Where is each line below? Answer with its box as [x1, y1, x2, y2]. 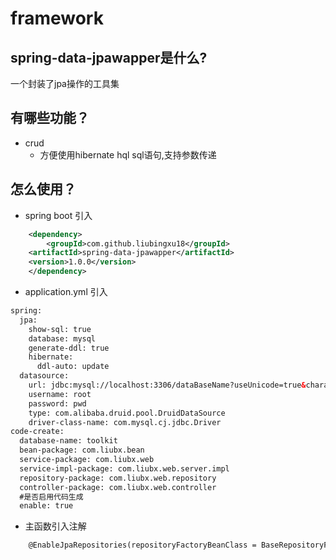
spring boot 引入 [24, 209, 93, 221]
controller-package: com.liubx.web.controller [19, 482, 217, 492]
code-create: [10, 427, 65, 437]
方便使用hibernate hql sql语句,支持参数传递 [39, 148, 217, 161]
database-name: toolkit [19, 436, 118, 446]
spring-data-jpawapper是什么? [10, 49, 208, 66]
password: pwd [28, 398, 87, 409]
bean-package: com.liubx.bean [19, 445, 145, 456]
